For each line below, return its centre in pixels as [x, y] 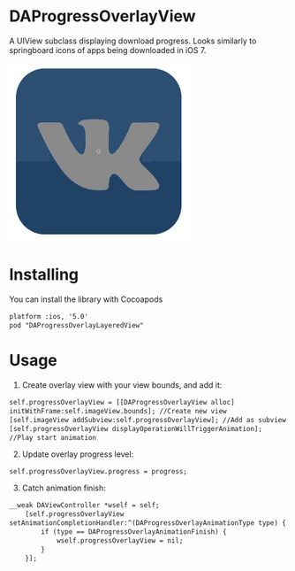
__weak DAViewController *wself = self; [85, 505]
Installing [44, 275]
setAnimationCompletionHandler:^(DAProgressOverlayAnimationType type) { [148, 523]
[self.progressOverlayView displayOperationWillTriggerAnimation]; [136, 428]
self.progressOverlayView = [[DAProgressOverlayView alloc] [122, 402]
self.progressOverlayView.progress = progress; [98, 471]
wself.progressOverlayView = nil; [120, 540]
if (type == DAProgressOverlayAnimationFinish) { [134, 532]
